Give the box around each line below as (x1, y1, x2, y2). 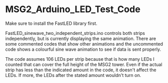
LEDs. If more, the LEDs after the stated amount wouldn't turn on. (5, 72, 142, 78)
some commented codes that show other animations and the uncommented (5, 40, 163, 47)
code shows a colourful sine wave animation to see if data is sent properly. (5, 46, 161, 52)
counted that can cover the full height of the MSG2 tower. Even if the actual (5, 61, 163, 67)
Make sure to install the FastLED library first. (5, 20, 98, 26)
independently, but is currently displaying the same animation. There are (5, 35, 156, 41)
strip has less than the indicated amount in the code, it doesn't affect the (5, 67, 157, 73)
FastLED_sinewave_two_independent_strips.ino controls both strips (5, 30, 145, 36)
